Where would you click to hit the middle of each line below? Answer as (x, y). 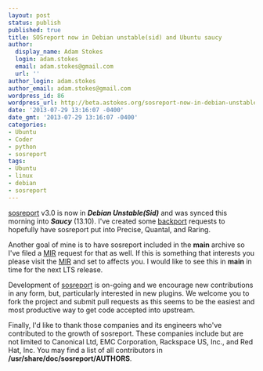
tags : (17, 162)
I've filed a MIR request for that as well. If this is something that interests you (131, 253)
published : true (34, 30)
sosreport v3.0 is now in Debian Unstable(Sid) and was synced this (118, 213)
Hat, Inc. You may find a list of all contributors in (85, 350)
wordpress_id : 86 (36, 96)
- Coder (21, 139)
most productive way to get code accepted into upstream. (102, 310)
